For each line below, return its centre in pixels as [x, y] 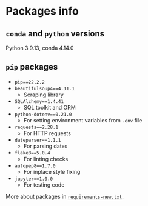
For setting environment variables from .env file [83, 120]
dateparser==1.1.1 [38, 140]
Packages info [42, 11]
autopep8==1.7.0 [35, 166]
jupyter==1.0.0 [34, 179]
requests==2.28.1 [36, 127]
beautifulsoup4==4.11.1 [45, 88]
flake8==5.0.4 [32, 153]
